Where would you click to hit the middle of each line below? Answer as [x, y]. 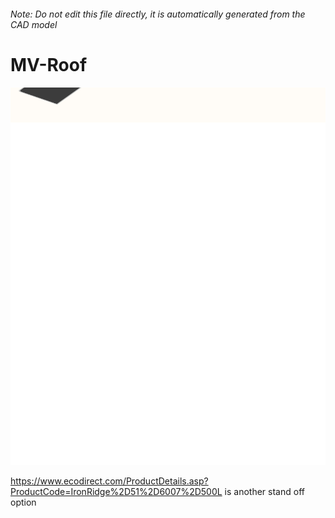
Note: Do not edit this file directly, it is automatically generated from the [158, 14]
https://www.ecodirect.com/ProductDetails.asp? [109, 481]
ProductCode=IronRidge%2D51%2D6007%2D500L [116, 491]
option [23, 502]
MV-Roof [49, 64]
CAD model [34, 24]
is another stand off [264, 491]
